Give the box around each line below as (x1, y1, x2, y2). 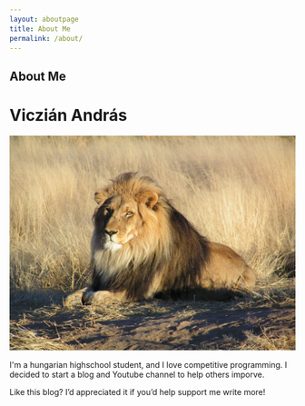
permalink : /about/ (9, 34, 84, 43)
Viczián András (9, 104, 128, 125)
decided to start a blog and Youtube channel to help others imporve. (9, 369, 265, 380)
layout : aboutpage (9, 15, 79, 24)
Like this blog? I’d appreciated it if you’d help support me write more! (9, 386, 266, 397)
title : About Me (9, 24, 71, 34)
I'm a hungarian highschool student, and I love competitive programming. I (9, 359, 288, 370)
